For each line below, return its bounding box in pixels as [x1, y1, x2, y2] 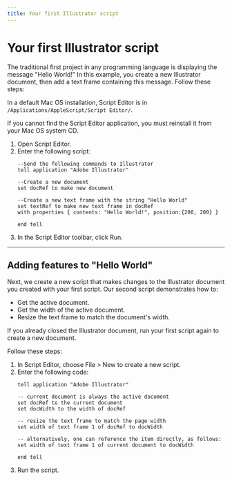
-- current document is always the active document [17, 393, 169, 401]
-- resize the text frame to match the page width [17, 417, 166, 425]
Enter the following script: [17, 147, 91, 155]
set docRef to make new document [17, 185, 114, 191]
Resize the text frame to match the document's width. [17, 313, 171, 321]
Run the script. [17, 466, 59, 474]
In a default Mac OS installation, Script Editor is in [7, 98, 148, 106]
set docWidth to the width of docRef [17, 406, 126, 413]
